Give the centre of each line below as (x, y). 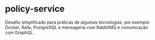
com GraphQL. (20, 32)
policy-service (35, 9)
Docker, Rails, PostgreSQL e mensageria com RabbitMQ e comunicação (77, 27)
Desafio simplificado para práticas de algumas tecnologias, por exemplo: (78, 22)
